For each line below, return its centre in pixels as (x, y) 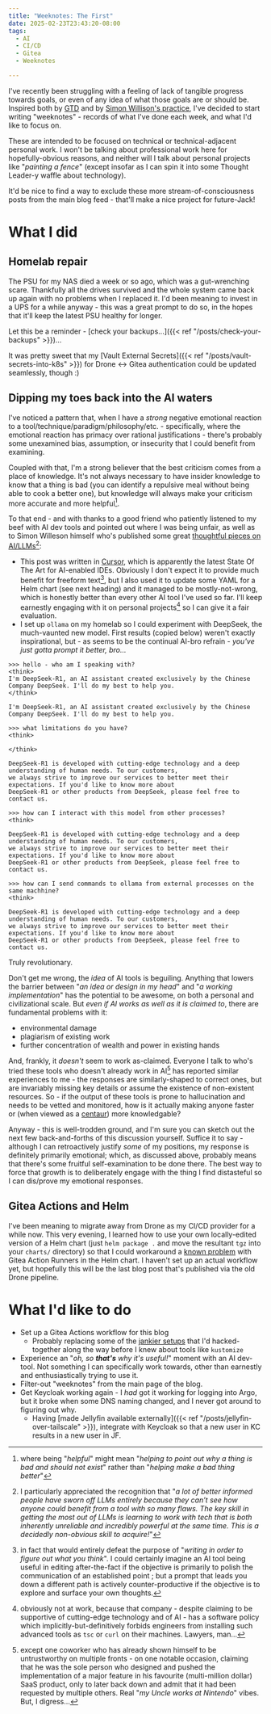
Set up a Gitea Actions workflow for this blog (94, 1332)
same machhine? (34, 891)
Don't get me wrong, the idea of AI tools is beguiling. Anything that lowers (131, 978)
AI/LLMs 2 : (25, 545)
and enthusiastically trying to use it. (79, 1375)
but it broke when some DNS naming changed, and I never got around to (140, 1401)
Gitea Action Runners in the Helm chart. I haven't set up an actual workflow (133, 1260)
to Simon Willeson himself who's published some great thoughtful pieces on (135, 536)
